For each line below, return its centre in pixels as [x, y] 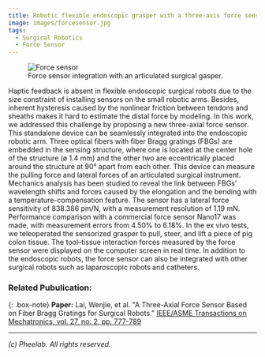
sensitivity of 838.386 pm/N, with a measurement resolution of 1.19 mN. [124, 209]
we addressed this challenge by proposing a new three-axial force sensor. [129, 125]
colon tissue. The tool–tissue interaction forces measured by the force [122, 242]
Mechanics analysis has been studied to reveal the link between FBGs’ [123, 183]
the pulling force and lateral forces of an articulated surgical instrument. [125, 175]
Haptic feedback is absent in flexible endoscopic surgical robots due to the [130, 91]
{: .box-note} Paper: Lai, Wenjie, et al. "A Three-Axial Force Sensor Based [127, 305]
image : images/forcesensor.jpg [60, 23]
